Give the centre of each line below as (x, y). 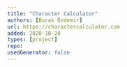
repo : (15, 46)
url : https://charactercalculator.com (63, 27)
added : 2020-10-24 (34, 33)
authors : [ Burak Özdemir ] (45, 20)
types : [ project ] (32, 40)
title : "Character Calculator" (53, 14)
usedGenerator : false (39, 53)
